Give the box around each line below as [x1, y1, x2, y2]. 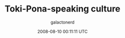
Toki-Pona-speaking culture [4, 3, 121, 14]
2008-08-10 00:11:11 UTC [37, 28, 88, 34]
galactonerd [50, 19, 75, 25]
